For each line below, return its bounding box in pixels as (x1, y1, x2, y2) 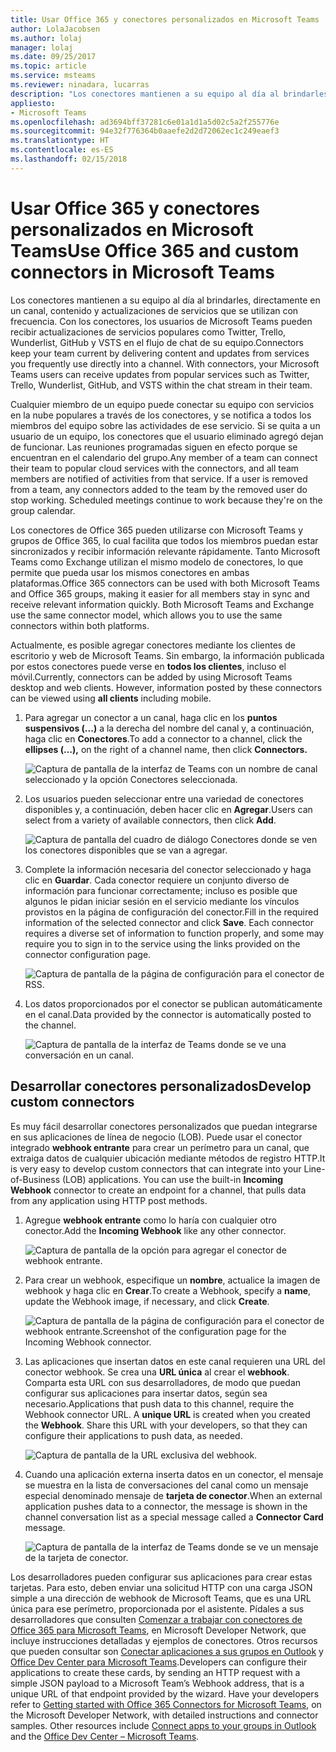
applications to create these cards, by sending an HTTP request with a (10, 1666, 301, 1678)
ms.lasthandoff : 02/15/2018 (10, 154, 128, 164)
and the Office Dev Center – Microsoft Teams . (10, 1730, 200, 1742)
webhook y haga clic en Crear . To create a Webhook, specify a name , (24, 1284, 312, 1296)
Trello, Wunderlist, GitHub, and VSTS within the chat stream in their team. (10, 379, 313, 391)
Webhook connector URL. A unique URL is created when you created (24, 1408, 311, 1420)
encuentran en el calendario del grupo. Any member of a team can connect (10, 451, 318, 463)
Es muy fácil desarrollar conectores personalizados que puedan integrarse (10, 1120, 318, 1132)
